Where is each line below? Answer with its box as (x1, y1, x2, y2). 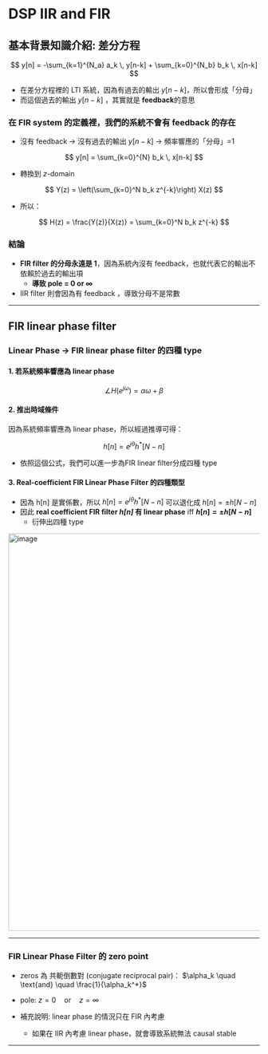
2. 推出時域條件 (8, 405, 59, 415)
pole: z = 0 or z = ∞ (19, 995, 100, 1005)
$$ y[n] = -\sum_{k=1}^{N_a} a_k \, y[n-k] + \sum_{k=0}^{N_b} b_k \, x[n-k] (10, 61, 258, 69)
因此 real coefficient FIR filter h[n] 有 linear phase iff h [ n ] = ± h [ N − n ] (19, 507, 252, 517)
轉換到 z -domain (19, 169, 75, 179)
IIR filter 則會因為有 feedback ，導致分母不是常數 (19, 288, 181, 298)
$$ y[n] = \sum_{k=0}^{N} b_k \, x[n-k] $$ (65, 152, 203, 162)
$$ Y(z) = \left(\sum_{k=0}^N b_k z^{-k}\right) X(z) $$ (45, 185, 223, 195)
